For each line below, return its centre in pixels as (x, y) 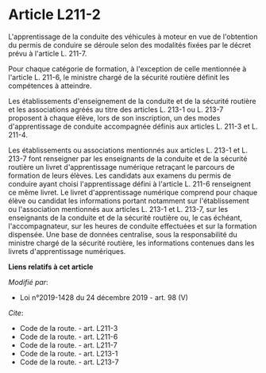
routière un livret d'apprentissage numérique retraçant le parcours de (121, 167)
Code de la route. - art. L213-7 (69, 362)
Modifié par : (29, 282)
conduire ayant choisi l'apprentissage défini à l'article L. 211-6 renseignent (130, 183)
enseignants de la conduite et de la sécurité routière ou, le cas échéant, (125, 217)
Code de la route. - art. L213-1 (69, 353)
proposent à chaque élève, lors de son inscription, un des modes (114, 117)
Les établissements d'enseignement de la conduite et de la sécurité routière (132, 101)
